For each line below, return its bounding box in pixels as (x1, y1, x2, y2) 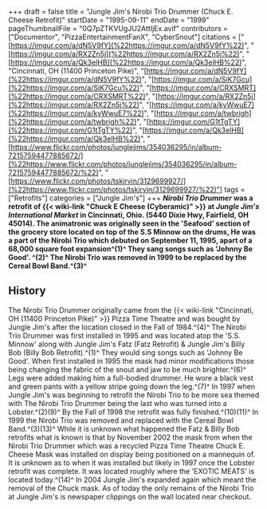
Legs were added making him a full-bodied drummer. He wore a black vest (8, 373, 253, 382)
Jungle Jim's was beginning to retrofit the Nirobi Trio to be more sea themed (8, 390, 260, 400)
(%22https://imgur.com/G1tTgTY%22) (8, 125, 133, 135)
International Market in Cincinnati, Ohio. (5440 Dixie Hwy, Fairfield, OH (8, 211, 249, 219)
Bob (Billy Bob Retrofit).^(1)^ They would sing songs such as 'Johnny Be (8, 347, 243, 357)
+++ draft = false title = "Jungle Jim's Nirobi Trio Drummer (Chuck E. (8, 7, 234, 16)
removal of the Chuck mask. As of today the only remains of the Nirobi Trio (8, 483, 254, 493)
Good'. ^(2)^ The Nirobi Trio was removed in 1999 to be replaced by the (8, 253, 247, 262)
